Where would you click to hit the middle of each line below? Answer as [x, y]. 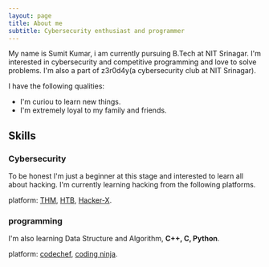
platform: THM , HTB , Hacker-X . [60, 200]
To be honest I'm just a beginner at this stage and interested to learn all [126, 176]
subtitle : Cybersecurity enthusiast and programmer [96, 31]
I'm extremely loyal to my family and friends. [93, 110]
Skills [22, 136]
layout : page [30, 16]
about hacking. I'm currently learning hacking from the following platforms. [132, 185]
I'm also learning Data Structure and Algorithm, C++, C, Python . [114, 239]
